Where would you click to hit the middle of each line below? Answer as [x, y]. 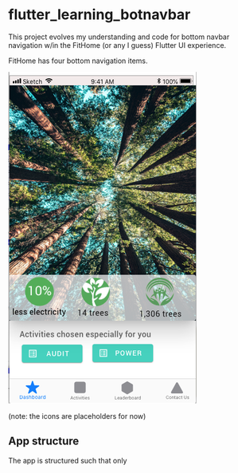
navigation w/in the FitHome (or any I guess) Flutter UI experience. [117, 45]
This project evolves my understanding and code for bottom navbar [119, 37]
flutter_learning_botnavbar [99, 15]
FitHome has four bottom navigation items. [78, 61]
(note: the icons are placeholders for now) [77, 416]
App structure [44, 441]
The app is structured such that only [68, 460]
